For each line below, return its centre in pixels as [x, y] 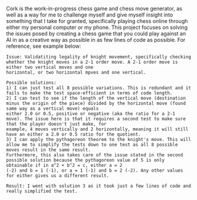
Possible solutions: [32, 83]
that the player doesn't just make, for [57, 124]
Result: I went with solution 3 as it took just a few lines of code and [99, 186]
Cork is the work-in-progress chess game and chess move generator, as [94, 9]
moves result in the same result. [49, 150]
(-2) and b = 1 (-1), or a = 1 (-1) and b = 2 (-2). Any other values [95, 171]
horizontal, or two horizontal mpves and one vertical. [76, 73]
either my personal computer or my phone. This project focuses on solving [97, 27]
